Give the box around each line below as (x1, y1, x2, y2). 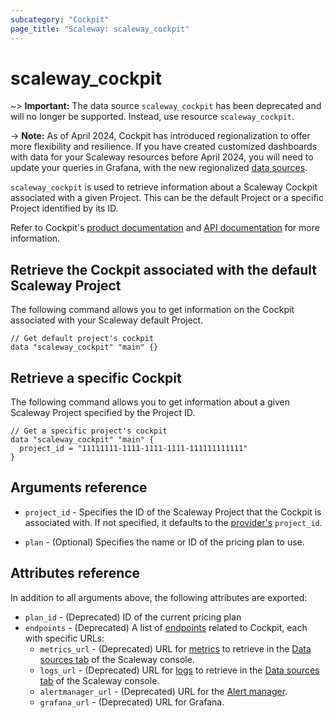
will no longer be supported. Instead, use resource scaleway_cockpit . (10, 111, 295, 123)
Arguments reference (10, 479, 148, 496)
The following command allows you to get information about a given (10, 396, 290, 408)
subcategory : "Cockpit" (10, 14, 110, 25)
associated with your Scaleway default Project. (10, 314, 204, 326)
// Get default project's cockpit (10, 334, 155, 344)
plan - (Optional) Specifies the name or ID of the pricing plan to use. (24, 536, 305, 548)
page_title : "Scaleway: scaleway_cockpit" (10, 24, 190, 34)
